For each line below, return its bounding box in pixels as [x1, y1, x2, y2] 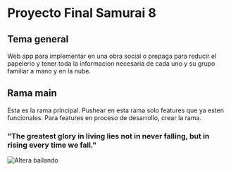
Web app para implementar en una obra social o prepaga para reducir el [7, 52, 217, 60]
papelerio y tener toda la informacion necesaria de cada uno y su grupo [7, 59, 216, 68]
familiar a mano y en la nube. [7, 67, 92, 75]
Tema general [7, 33, 69, 45]
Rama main [7, 87, 58, 100]
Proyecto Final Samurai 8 [7, 5, 157, 21]
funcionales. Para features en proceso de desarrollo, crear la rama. [7, 113, 202, 122]
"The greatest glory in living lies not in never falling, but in [7, 131, 210, 141]
